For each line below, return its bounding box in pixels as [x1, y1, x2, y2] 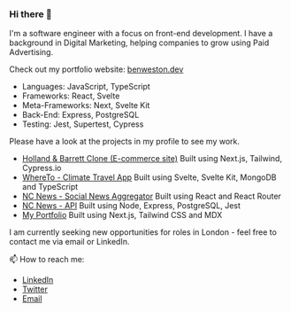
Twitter [21, 284, 49, 295]
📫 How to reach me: [9, 254, 85, 265]
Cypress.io [21, 163, 62, 174]
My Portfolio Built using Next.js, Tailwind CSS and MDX [21, 210, 223, 221]
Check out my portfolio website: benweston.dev [9, 64, 184, 74]
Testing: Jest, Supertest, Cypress [21, 119, 144, 129]
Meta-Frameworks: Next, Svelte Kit [21, 100, 150, 111]
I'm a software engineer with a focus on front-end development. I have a [9, 28, 273, 39]
